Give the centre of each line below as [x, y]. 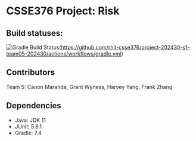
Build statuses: [35, 33]
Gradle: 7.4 [28, 133]
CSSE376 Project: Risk [63, 11]
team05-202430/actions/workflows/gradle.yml [64, 54]
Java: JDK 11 [30, 120]
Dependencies [34, 106]
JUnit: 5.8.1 [28, 126]
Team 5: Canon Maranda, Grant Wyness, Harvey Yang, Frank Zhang [89, 87]
